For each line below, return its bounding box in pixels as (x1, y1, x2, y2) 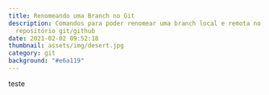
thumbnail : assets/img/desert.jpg (8, 42, 125, 50)
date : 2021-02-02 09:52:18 (8, 34, 99, 43)
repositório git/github (15, 27, 95, 35)
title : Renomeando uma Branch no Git (8, 11, 135, 20)
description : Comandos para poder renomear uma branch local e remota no (8, 19, 262, 27)
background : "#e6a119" (8, 57, 85, 65)
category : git (8, 49, 56, 57)
